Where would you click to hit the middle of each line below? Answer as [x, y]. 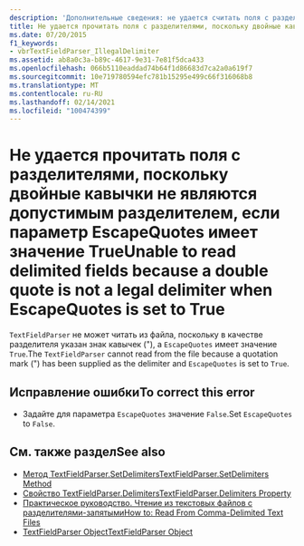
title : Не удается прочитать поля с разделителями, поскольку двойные [145, 26]
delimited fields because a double [139, 271]
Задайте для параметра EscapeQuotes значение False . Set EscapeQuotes [157, 414]
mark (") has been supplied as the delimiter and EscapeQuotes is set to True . [149, 364]
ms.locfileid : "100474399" [60, 111]
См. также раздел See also [87, 452]
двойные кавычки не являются [133, 194]
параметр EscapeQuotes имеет [133, 233]
